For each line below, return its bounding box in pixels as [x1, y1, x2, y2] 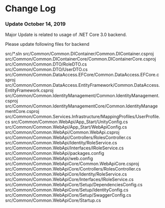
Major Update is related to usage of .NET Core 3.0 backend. [5, 32, 127, 37]
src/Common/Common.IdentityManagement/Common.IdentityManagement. [5, 93, 160, 99]
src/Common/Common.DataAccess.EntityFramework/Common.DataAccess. [5, 82, 160, 88]
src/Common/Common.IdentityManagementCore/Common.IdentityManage [5, 103, 158, 109]
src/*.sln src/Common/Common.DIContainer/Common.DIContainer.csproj [5, 51, 154, 57]
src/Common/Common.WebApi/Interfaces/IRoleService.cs [5, 145, 124, 151]
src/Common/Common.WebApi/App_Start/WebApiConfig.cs [5, 124, 127, 130]
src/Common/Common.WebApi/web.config [5, 156, 93, 162]
